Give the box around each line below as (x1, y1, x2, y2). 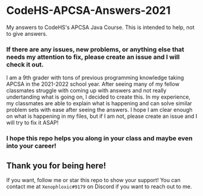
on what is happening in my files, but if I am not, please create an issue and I (6, 113, 198, 120)
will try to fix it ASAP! (6, 119, 59, 126)
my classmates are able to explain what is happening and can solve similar (6, 100, 193, 107)
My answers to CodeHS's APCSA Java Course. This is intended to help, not (6, 24, 195, 31)
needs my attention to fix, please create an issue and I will (6, 53, 180, 61)
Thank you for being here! (6, 160, 106, 171)
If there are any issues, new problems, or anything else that (6, 45, 185, 53)
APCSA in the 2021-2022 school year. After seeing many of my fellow (6, 80, 180, 88)
